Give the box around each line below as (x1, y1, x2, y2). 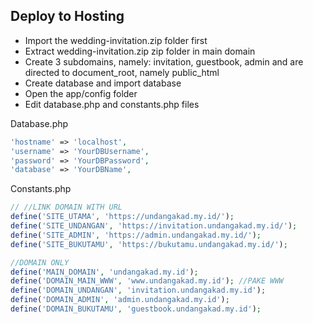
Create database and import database (24, 77, 182, 89)
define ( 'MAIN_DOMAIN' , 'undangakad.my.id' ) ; (10, 267, 199, 277)
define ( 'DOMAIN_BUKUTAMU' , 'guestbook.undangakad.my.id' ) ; (10, 304, 262, 314)
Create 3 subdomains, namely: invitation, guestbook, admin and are (24, 55, 304, 68)
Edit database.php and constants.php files (24, 98, 200, 110)
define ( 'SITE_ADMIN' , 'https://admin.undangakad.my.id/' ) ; (10, 230, 262, 240)
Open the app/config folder (24, 87, 138, 99)
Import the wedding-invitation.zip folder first (24, 34, 208, 46)
